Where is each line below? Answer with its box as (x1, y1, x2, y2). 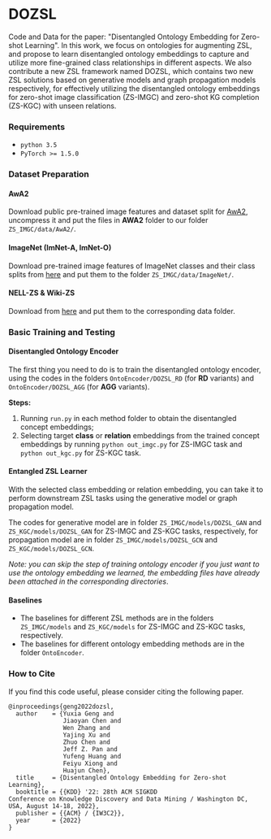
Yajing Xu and (62, 731, 111, 739)
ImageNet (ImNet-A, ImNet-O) (8, 242, 112, 252)
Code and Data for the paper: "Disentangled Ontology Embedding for (8, 32, 239, 41)
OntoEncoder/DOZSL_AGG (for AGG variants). (8, 381, 150, 391)
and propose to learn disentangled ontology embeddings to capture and (8, 49, 249, 59)
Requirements (8, 121, 66, 133)
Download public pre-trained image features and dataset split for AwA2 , (8, 206, 248, 216)
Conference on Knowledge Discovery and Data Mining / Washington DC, (8, 794, 249, 803)
